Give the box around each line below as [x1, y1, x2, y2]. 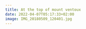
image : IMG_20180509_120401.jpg [5, 16, 72, 21]
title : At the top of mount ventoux [5, 7, 81, 12]
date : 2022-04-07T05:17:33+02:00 [5, 12, 75, 17]
